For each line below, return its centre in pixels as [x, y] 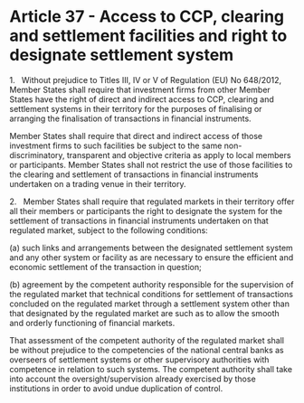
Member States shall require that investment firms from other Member [140, 89]
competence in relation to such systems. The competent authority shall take [151, 369]
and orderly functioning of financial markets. [92, 323]
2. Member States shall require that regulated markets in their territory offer [152, 201]
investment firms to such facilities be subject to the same [116, 145]
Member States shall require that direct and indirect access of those [136, 136]
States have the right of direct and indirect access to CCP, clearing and [142, 99]
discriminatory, [37, 155]
